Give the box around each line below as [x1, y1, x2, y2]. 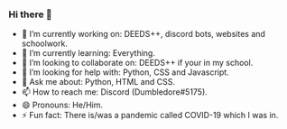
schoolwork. [21, 38, 69, 49]
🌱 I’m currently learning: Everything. [21, 48, 155, 59]
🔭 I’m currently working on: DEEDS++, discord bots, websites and [21, 29, 265, 40]
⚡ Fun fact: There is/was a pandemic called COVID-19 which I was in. [21, 110, 279, 121]
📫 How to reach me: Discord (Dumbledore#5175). [21, 87, 208, 97]
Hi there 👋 [8, 8, 53, 21]
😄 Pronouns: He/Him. [21, 99, 103, 111]
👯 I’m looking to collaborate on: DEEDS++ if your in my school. [21, 58, 254, 69]
